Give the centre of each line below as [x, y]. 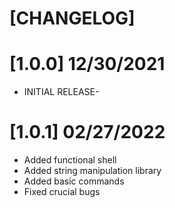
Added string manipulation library [92, 171]
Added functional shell [70, 160]
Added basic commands [74, 181]
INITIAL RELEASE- [61, 92]
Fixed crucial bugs [62, 192]
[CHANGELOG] [72, 18]
